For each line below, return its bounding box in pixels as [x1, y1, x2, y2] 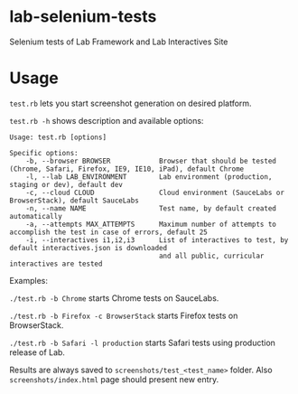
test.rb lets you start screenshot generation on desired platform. [9, 98, 252, 108]
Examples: [9, 275, 48, 286]
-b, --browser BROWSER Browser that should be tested [25, 156, 277, 165]
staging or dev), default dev [9, 180, 124, 189]
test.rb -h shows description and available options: [9, 115, 204, 126]
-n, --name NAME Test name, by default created [25, 203, 277, 213]
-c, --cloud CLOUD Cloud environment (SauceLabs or [25, 188, 284, 197]
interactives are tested [9, 259, 103, 268]
